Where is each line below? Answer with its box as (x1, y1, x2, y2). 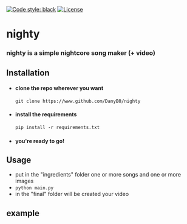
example (6, 208, 40, 219)
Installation (6, 68, 50, 78)
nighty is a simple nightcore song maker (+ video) (6, 49, 156, 57)
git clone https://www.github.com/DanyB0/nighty (15, 98, 141, 104)
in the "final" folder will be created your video (15, 191, 129, 198)
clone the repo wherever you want (15, 85, 104, 92)
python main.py (15, 185, 54, 191)
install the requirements (15, 111, 77, 118)
